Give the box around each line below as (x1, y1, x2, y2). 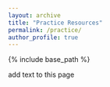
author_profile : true (8, 33, 79, 42)
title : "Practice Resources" (8, 19, 103, 27)
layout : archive (8, 11, 61, 20)
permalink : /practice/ (8, 26, 82, 34)
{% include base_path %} (8, 55, 90, 64)
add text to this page (8, 70, 75, 79)
